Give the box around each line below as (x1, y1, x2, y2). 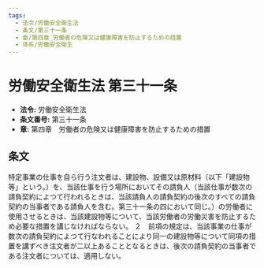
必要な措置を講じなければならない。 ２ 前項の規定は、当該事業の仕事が (14, 221, 252, 231)
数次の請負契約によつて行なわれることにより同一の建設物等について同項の (8, 231, 250, 240)
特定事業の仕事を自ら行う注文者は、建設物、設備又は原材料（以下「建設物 (8, 172, 250, 181)
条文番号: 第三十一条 (19, 115, 87, 125)
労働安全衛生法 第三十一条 (8, 77, 177, 95)
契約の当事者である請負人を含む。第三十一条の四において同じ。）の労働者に (8, 202, 254, 211)
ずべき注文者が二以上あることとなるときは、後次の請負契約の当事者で (28, 241, 256, 251)
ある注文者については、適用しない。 (8, 251, 126, 260)
